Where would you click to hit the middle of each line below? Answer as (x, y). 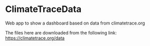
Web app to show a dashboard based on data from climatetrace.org (75, 23)
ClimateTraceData (43, 9)
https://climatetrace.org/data (35, 38)
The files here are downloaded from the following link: (61, 32)
